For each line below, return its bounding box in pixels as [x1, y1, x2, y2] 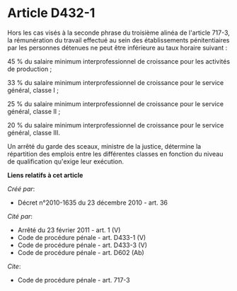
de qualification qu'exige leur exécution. [7, 157, 125, 166]
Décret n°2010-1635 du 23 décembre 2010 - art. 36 [17, 198, 168, 207]
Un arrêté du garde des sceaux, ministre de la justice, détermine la [7, 142, 202, 150]
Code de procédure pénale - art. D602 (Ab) [17, 248, 145, 256]
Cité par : [7, 212, 33, 220]
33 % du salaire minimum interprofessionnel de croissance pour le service [7, 78, 224, 86]
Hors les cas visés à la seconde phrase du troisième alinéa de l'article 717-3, [7, 28, 230, 37]
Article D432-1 [7, 5, 96, 21]
